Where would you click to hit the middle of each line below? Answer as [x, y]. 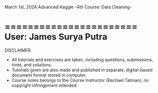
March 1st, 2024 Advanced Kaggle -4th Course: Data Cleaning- [68, 7]
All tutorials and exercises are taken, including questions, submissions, [82, 60]
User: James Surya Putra [56, 37]
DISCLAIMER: [18, 50]
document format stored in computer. [49, 75]
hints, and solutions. [32, 64]
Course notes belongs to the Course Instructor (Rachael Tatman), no [80, 80]
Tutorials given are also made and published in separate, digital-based [82, 70]
